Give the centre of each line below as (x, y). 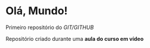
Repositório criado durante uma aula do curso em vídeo (75, 39)
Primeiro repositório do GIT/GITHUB (50, 27)
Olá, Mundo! (37, 11)
